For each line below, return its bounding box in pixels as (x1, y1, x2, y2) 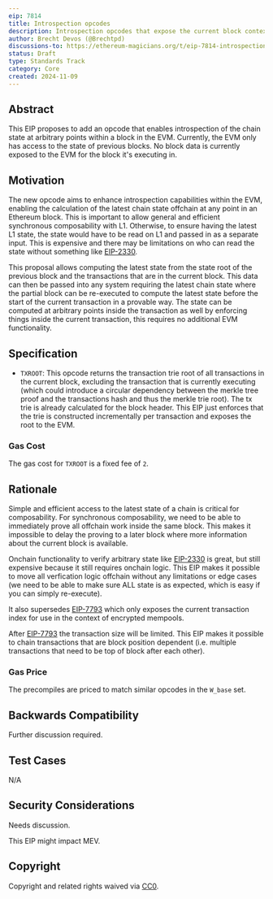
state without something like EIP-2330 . (8, 247, 138, 257)
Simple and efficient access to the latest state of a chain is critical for (8, 504, 240, 514)
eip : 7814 (8, 11, 42, 20)
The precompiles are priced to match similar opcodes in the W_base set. (8, 684, 246, 695)
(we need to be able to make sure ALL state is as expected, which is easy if (8, 580, 261, 590)
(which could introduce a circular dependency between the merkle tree (19, 385, 258, 395)
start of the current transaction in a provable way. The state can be (8, 297, 232, 307)
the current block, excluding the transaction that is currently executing (19, 377, 256, 387)
